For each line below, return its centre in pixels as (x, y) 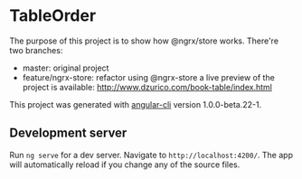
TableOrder (53, 16)
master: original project (66, 68)
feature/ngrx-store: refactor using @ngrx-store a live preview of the (149, 77)
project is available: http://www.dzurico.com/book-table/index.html (147, 87)
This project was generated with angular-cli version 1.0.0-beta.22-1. (136, 104)
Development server (68, 133)
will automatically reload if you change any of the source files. (125, 165)
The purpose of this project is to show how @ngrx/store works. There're (144, 41)
